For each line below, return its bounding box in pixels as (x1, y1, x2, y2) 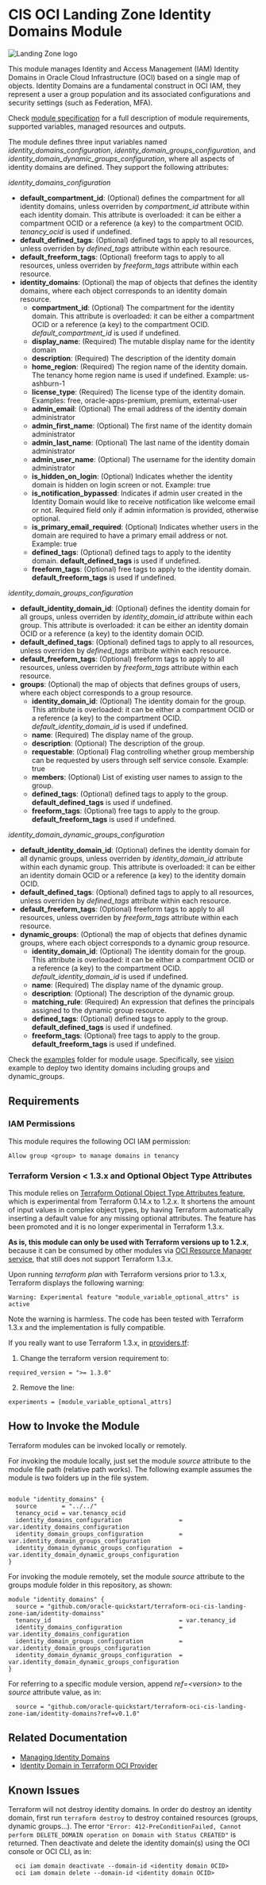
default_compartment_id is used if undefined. (31, 328, 181, 337)
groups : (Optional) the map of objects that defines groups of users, (19, 679, 241, 688)
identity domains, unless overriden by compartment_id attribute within (19, 201, 250, 211)
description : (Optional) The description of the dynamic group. (31, 989, 235, 998)
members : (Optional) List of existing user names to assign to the (31, 772, 243, 781)
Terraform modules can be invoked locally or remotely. (8, 1440, 187, 1450)
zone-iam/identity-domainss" (8, 1609, 105, 1617)
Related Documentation (8, 1731, 128, 1744)
